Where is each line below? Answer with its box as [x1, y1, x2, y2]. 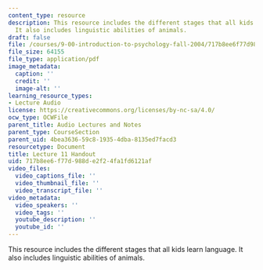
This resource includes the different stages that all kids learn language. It [8, 245, 243, 254]
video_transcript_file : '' [15, 186, 103, 195]
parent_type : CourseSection [8, 128, 100, 136]
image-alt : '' [15, 84, 61, 93]
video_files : [8, 165, 51, 173]
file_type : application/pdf [8, 56, 100, 64]
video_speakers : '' [15, 201, 79, 209]
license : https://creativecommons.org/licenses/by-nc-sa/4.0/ [8, 107, 215, 115]
